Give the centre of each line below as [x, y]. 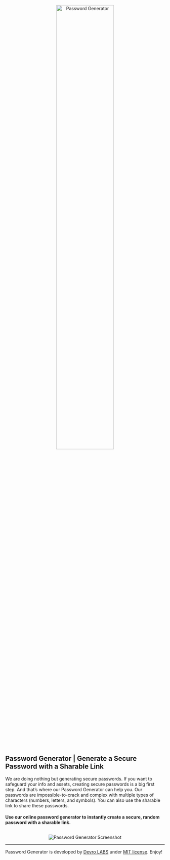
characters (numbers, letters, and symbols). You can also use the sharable [83, 800]
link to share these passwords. [37, 805]
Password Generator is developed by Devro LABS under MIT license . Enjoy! [84, 852]
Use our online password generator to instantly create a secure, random [82, 817]
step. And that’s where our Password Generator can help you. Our [74, 789]
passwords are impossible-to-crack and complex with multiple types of [80, 795]
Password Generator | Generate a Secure [71, 759]
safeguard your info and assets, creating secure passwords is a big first [80, 784]
